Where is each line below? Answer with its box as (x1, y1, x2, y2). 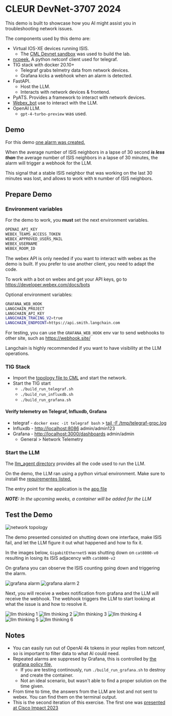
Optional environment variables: (5, 291, 73, 298)
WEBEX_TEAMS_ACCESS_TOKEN (5, 231, 60, 237)
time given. (20, 683, 44, 689)
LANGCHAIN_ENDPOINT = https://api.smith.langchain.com (5, 321, 120, 326)
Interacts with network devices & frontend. (20, 89, 111, 95)
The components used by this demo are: (5, 35, 91, 41)
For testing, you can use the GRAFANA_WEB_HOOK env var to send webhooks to (5, 330, 165, 336)
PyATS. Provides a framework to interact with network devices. (12, 94, 146, 100)
